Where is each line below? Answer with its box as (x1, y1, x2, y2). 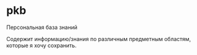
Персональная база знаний (6, 24, 77, 31)
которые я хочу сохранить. (6, 42, 77, 49)
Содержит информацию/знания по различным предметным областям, (6, 35, 191, 42)
